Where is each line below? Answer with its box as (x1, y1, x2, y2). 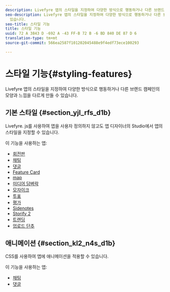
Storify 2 (12, 211, 31, 217)
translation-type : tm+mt (5, 36, 58, 41)
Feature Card (12, 169, 40, 175)
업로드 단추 (12, 223, 35, 229)
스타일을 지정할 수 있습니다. (5, 129, 60, 135)
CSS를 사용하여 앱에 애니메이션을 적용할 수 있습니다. (5, 254, 109, 260)
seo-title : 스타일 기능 (5, 21, 50, 27)
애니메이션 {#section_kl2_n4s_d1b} (5, 239, 115, 247)
